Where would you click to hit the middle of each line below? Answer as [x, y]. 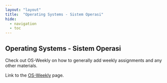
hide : [11, 19]
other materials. [21, 66]
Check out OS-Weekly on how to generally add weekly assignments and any [83, 60]
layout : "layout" [23, 10]
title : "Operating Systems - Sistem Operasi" [54, 14]
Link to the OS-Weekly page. [35, 75]
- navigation [23, 24]
